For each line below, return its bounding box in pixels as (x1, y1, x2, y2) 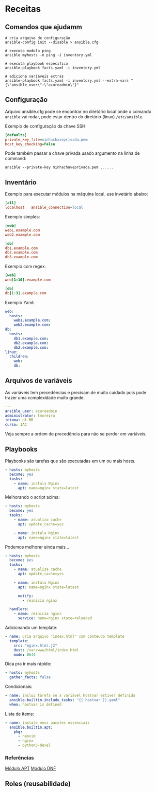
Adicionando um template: (5, 625, 58, 630)
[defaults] (5, 132, 27, 137)
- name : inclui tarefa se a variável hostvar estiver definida (5, 693, 136, 698)
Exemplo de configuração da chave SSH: (5, 123, 87, 129)
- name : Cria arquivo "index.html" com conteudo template (5, 634, 125, 639)
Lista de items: (5, 711, 34, 717)
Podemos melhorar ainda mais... (5, 544, 69, 550)
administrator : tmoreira (5, 413, 55, 418)
